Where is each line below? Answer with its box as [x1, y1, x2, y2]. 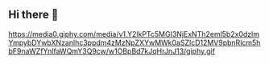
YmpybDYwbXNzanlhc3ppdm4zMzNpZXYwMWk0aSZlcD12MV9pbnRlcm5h [8, 38, 261, 47]
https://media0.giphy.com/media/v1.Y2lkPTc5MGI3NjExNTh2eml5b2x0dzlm [8, 29, 260, 38]
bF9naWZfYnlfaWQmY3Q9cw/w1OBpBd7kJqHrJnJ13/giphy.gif [8, 46, 216, 56]
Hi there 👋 [8, 8, 59, 22]
